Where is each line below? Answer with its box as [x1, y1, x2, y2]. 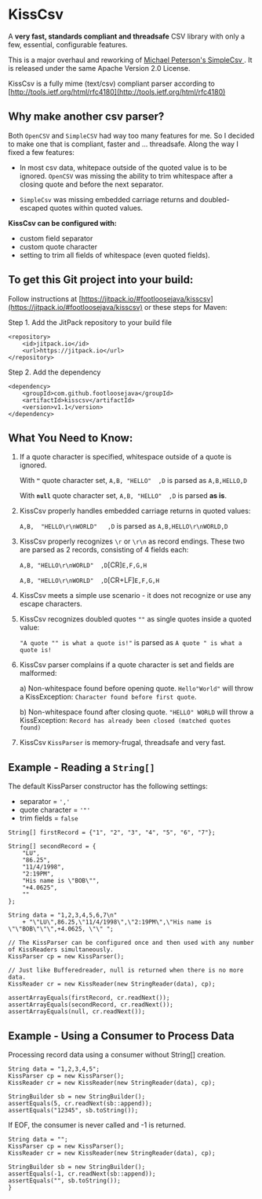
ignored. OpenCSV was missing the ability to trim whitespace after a [19, 171, 234, 180]
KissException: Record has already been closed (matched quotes [19, 716, 231, 725]
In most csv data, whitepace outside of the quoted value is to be [19, 163, 227, 172]
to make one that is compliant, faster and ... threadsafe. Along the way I [8, 139, 239, 149]
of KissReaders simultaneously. [8, 946, 114, 954]
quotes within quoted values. [49, 203, 144, 212]
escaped [19, 203, 49, 212]
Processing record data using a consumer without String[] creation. [8, 1050, 226, 1059]
